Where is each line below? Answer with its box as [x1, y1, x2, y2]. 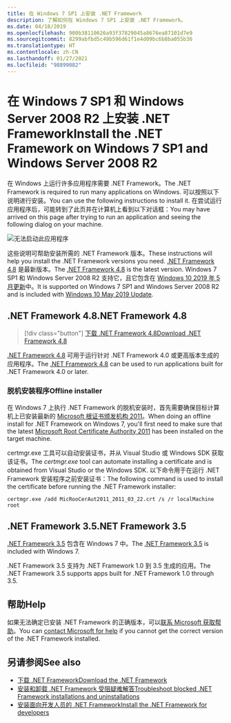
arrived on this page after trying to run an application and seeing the [7, 212, 201, 221]
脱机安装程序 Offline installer [7, 386, 103, 396]
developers [17, 708, 50, 717]
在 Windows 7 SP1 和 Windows [7, 93, 184, 109]
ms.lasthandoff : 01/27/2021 [7, 55, 88, 62]
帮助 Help [7, 599, 46, 610]
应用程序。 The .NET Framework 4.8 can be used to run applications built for [7, 360, 223, 368]
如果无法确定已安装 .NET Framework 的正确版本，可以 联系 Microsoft [7, 618, 202, 626]
